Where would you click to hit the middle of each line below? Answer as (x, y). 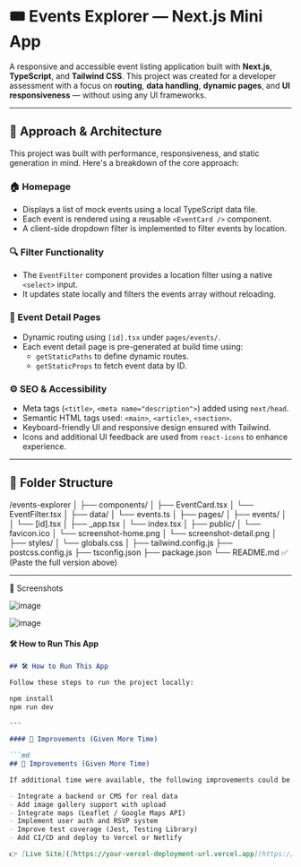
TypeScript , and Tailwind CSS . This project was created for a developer (143, 75)
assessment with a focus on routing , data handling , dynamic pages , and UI (150, 85)
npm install (31, 698)
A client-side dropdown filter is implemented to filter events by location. (155, 229)
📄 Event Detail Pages (55, 317)
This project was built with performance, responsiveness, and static (134, 153)
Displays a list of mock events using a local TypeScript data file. (140, 210)
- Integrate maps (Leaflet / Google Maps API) (98, 813)
